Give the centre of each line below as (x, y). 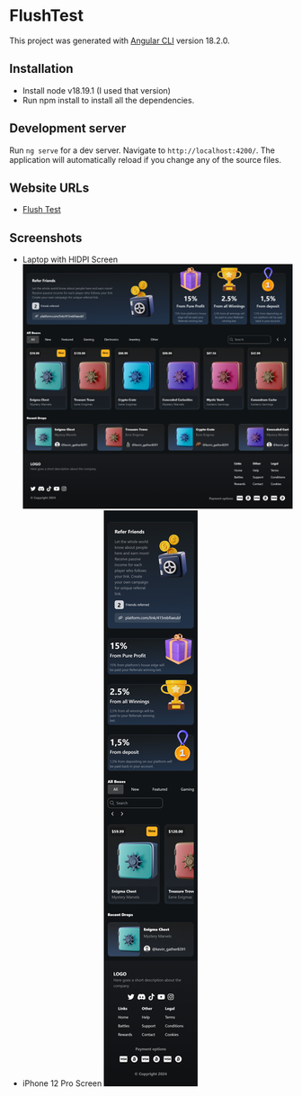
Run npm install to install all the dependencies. (108, 100)
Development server (68, 128)
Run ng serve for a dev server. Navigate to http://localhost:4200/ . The (142, 150)
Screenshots (46, 238)
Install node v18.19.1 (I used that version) (96, 90)
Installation (41, 69)
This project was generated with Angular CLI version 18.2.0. (120, 40)
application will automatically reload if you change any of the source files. (145, 159)
